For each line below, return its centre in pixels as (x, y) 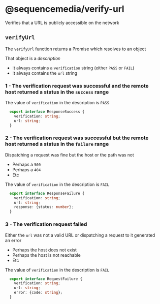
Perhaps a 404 (26, 169)
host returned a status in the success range (57, 92)
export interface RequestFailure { (46, 279)
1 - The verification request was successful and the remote (77, 86)
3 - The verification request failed (46, 224)
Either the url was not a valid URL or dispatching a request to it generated (80, 235)
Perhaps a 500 (26, 164)
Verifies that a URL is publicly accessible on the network (62, 23)
